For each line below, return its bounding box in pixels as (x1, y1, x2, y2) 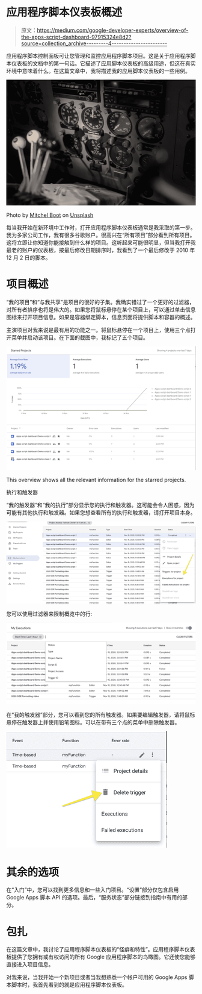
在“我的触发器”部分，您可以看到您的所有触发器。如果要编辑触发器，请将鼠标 (6, 711, 195, 719)
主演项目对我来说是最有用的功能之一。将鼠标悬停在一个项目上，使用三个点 (6, 326, 191, 333)
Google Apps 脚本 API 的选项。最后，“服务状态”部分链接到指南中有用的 (6, 894, 183, 901)
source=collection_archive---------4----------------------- (20, 40, 168, 47)
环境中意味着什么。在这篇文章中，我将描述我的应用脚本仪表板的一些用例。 (6, 67, 191, 74)
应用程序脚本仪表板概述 (6, 5, 123, 19)
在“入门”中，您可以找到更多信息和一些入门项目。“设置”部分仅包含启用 (6, 886, 179, 893)
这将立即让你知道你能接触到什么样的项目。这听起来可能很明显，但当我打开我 (6, 239, 196, 246)
